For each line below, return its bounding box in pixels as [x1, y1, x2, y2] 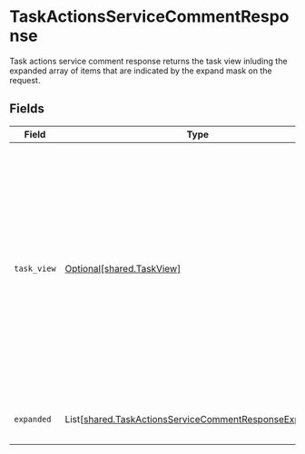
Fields [9, 101, 45, 117]
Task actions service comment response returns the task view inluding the [9, 55, 288, 66]
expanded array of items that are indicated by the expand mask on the [9, 65, 272, 76]
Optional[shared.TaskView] [64, 262, 182, 275]
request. [9, 74, 41, 85]
